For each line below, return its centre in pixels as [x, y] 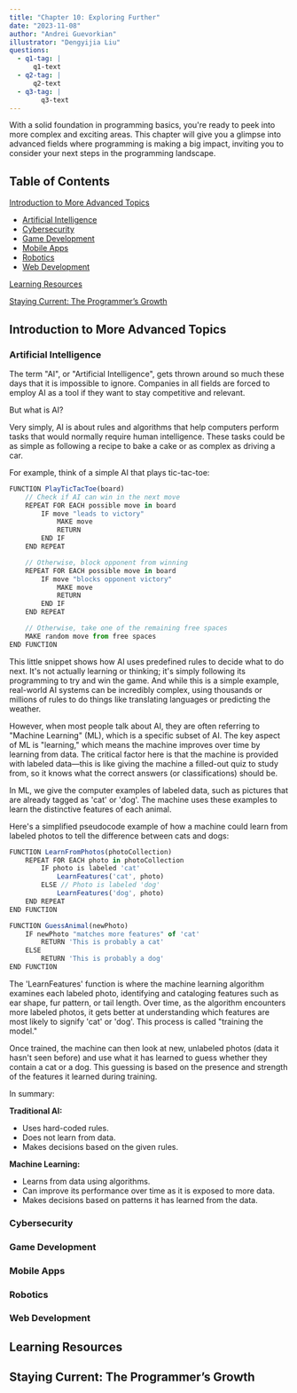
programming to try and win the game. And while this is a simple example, [144, 681]
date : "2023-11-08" [45, 26]
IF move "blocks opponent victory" [107, 579]
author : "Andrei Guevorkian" [63, 34]
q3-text [55, 100]
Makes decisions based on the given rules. [100, 1146]
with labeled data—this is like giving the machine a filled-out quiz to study [144, 763]
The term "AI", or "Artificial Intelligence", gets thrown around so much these [147, 374]
